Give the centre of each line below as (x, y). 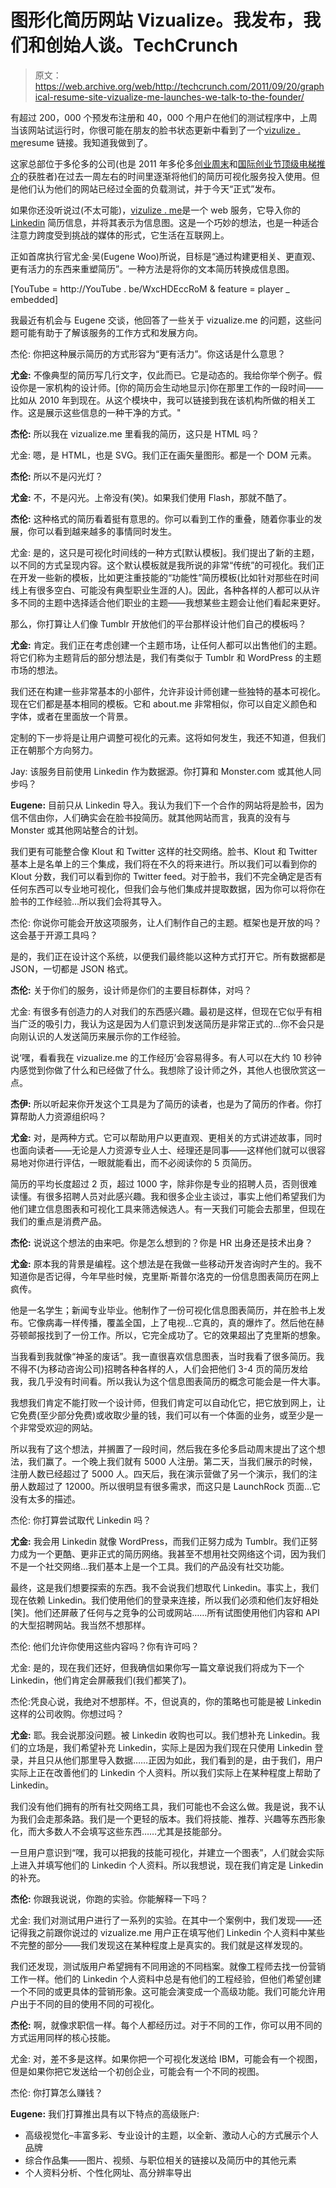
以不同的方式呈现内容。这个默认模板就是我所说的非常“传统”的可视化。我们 (163, 565)
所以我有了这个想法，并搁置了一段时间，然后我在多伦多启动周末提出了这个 (163, 1448)
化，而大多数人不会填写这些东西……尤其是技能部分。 (119, 1831)
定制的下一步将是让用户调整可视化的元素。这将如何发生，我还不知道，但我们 (168, 737)
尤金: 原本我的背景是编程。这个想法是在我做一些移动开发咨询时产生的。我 (162, 1263)
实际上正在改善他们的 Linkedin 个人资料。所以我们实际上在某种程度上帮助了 (166, 1772)
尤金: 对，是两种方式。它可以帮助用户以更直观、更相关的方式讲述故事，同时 (166, 1137)
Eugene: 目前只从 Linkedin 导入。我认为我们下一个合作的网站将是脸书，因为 (167, 805)
